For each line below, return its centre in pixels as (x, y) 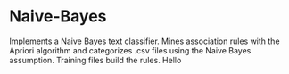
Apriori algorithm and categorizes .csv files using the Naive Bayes (130, 50)
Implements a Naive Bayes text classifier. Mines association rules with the (144, 41)
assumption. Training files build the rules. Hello (95, 60)
